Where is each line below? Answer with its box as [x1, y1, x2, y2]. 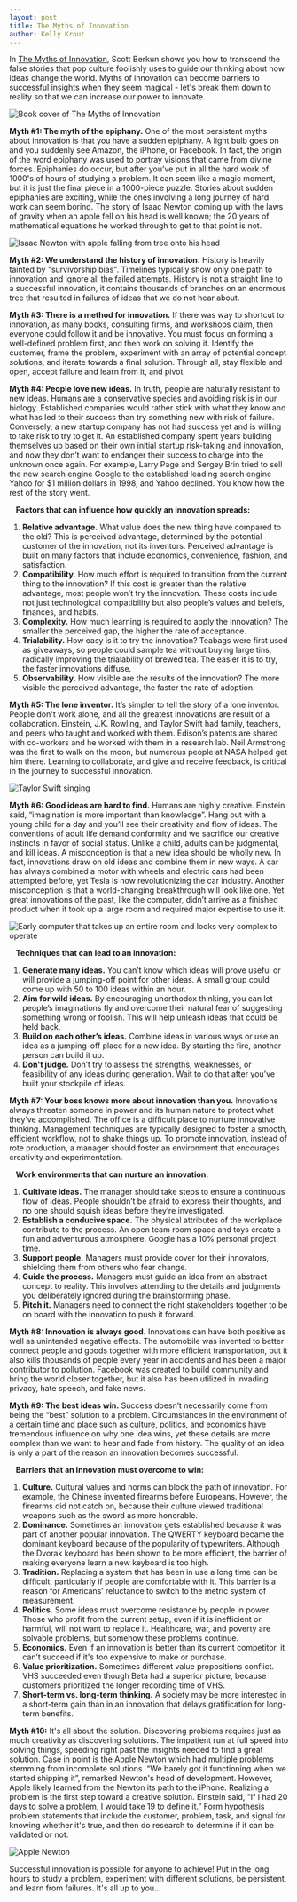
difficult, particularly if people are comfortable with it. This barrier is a [21, 1576, 277, 1587]
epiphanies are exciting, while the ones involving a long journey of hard [9, 192, 270, 203]
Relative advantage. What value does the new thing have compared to [21, 521, 282, 533]
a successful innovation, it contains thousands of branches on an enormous [9, 283, 286, 294]
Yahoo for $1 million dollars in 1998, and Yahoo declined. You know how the [9, 478, 285, 489]
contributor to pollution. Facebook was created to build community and [9, 1365, 269, 1375]
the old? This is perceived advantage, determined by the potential [21, 531, 262, 542]
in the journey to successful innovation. [9, 766, 153, 776]
